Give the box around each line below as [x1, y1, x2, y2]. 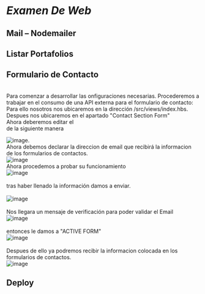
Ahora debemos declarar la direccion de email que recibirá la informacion [6, 143, 192, 150]
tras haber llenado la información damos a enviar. [6, 182, 131, 189]
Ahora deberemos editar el [6, 118, 74, 125]
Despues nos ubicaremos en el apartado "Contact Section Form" [6, 111, 170, 119]
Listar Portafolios [6, 48, 73, 59]
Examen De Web [6, 4, 92, 18]
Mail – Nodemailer [6, 28, 76, 39]
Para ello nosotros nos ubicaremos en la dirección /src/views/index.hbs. [6, 105, 188, 112]
